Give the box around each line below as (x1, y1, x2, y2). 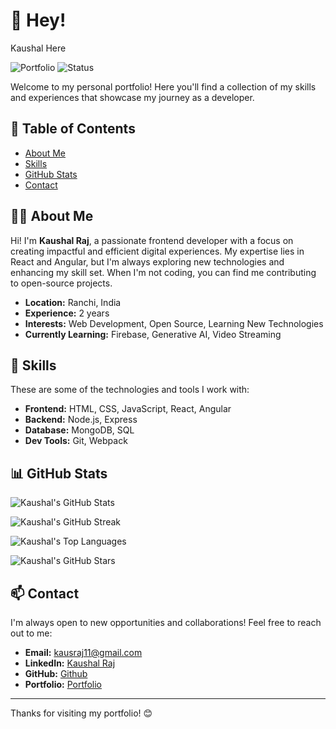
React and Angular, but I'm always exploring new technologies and (10, 255, 285, 268)
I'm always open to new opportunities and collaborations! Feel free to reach (10, 617, 322, 628)
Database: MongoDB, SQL (24, 424, 135, 436)
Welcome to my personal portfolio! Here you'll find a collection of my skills (10, 80, 317, 93)
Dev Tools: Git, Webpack (24, 435, 128, 447)
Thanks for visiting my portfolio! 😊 (10, 707, 153, 719)
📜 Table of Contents (10, 120, 136, 138)
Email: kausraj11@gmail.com (24, 647, 143, 658)
